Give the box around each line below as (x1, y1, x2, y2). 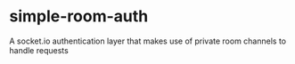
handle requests (9, 44, 69, 55)
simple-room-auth (9, 6, 149, 27)
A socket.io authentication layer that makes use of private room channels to (9, 36, 287, 46)
